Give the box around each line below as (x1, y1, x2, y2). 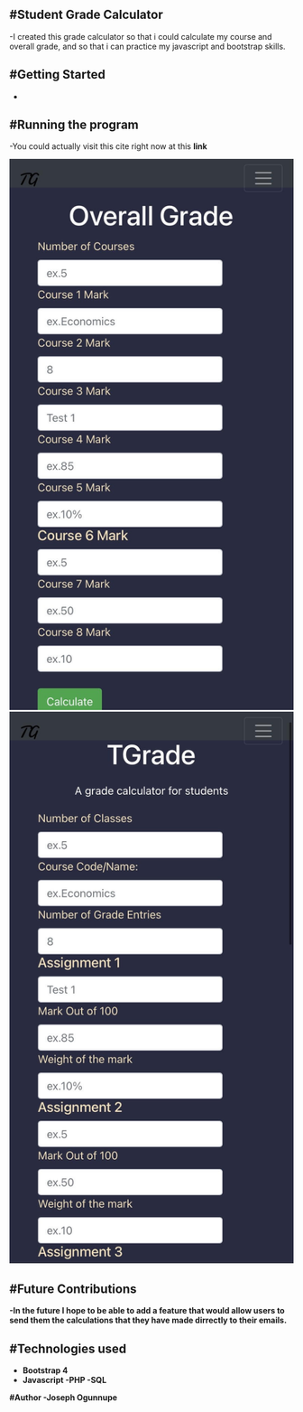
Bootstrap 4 (22, 1365, 69, 1376)
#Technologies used (9, 1341, 127, 1356)
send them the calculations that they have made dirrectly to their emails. (9, 1314, 287, 1326)
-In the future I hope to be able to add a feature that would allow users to (9, 1305, 286, 1316)
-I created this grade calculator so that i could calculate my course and (9, 31, 272, 42)
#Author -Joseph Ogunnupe (9, 1392, 118, 1403)
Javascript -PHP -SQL (22, 1375, 107, 1386)
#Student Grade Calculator (9, 7, 164, 23)
